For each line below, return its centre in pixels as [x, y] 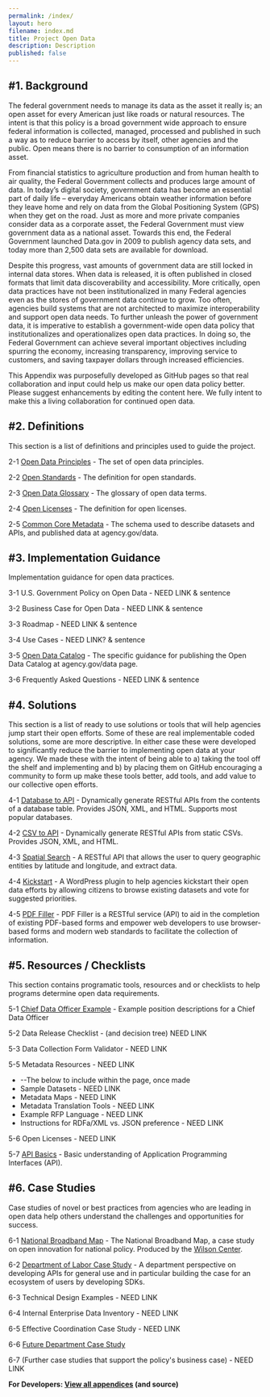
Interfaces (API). [35, 1163]
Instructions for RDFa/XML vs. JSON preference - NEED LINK [122, 1123]
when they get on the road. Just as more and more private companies [124, 215]
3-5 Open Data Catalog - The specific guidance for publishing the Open [128, 655]
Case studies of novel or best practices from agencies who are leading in [130, 1207]
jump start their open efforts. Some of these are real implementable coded [132, 733]
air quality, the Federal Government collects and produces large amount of [132, 181]
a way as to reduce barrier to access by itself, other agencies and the [123, 140]
